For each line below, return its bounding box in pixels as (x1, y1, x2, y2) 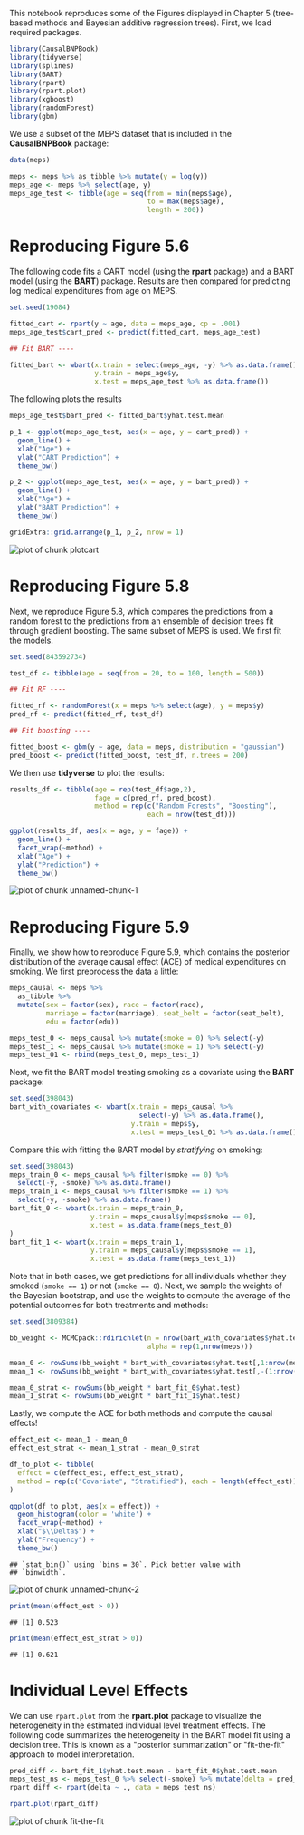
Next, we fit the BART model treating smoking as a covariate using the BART (9, 1067, 295, 1078)
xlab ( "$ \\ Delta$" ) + (17, 1527, 95, 1536)
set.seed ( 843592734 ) (9, 652, 88, 661)
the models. (9, 635, 54, 646)
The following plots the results (9, 393, 122, 404)
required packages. (9, 27, 82, 37)
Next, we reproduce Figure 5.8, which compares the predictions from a (9, 606, 274, 617)
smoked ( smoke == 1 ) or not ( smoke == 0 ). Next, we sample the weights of (9, 1280, 283, 1291)
